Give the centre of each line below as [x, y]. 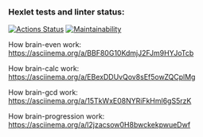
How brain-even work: [45, 45]
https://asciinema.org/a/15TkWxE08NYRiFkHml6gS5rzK [100, 101]
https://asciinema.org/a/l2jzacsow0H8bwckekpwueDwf [100, 125]
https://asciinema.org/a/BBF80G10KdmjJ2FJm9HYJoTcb [101, 53]
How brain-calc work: [44, 68]
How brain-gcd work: [43, 92]
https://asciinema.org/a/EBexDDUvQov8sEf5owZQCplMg [102, 77]
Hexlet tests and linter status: [66, 12]
